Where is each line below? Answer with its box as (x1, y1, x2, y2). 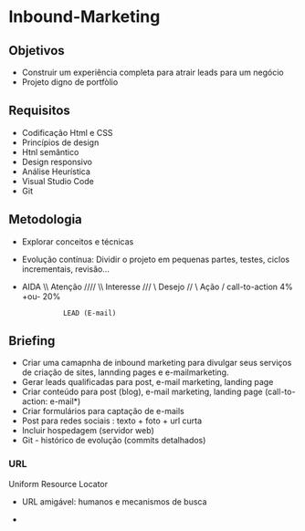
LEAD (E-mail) (62, 308, 117, 318)
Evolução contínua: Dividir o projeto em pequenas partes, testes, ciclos (21, 254, 289, 265)
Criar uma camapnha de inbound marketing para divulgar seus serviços (21, 358, 292, 369)
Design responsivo (21, 156, 93, 167)
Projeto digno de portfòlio (21, 77, 119, 88)
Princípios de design (21, 137, 100, 148)
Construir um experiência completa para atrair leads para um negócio (21, 67, 284, 78)
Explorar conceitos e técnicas (21, 235, 134, 247)
